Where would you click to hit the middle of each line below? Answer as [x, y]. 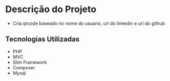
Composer [24, 67]
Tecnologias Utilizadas [42, 39]
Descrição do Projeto [51, 9]
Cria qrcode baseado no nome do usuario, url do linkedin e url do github [89, 23]
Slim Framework [30, 62]
